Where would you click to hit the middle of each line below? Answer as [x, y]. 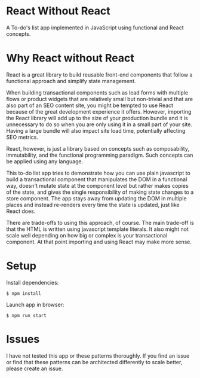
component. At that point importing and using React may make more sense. [99, 242]
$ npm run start [26, 315]
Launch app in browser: [35, 304]
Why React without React [70, 58]
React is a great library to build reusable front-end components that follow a [99, 74]
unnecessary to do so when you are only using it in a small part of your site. [99, 124]
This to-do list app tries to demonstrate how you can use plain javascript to [99, 173]
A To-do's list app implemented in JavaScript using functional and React [95, 28]
